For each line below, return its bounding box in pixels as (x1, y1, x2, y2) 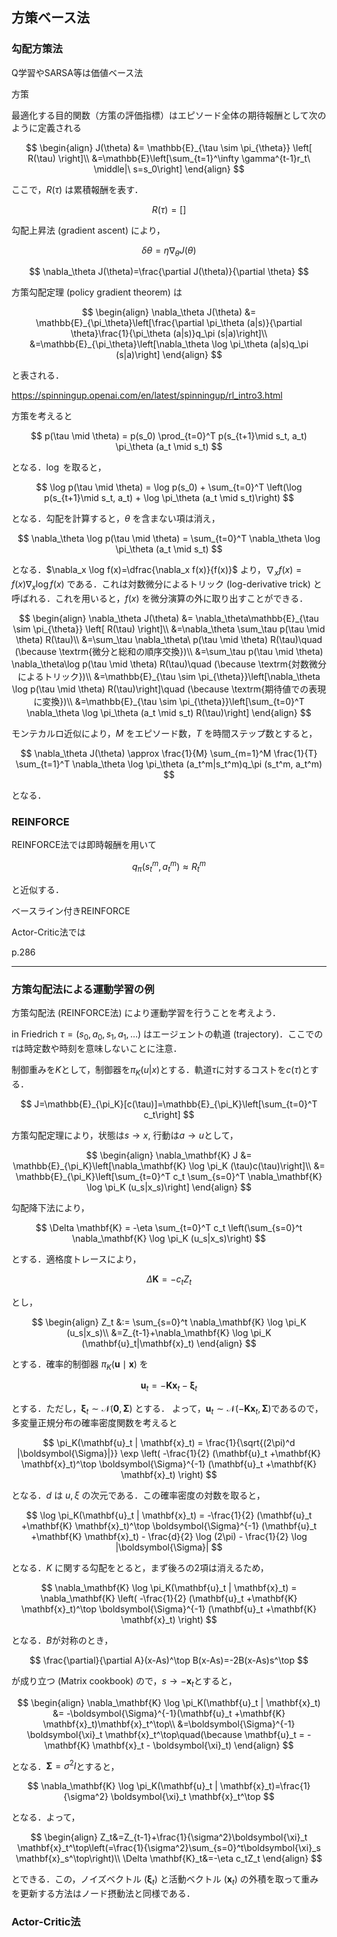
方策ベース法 (11, 9, 90, 27)
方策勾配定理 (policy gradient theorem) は (11, 286, 183, 298)
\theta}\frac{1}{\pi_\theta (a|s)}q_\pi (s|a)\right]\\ (70, 328, 268, 340)
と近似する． (11, 883, 64, 895)
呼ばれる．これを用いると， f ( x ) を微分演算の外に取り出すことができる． (11, 593, 309, 605)
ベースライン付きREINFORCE (11, 904, 131, 917)
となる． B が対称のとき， (11, 1634, 114, 1646)
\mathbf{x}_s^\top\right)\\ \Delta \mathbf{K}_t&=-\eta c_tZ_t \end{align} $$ (15, 1853, 323, 1865)
